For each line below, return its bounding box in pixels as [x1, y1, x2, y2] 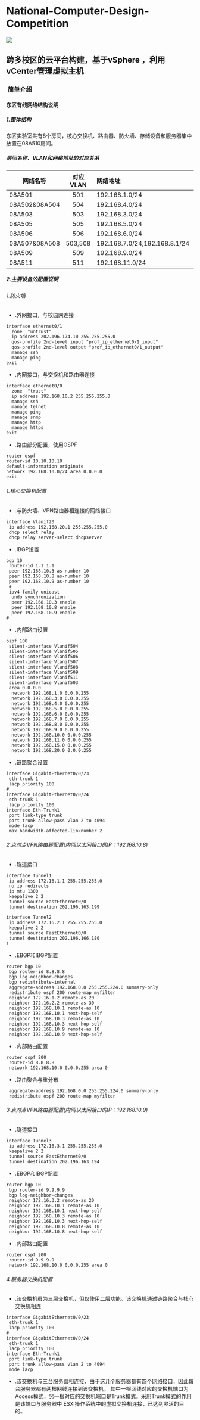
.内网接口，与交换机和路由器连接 [14, 371, 95, 378]
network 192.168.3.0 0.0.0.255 [11, 695, 89, 701]
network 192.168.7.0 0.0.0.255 [11, 716, 89, 722]
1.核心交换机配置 [6, 487, 46, 494]
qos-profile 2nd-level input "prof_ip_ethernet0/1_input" [11, 339, 159, 345]
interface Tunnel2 [6, 914, 52, 920]
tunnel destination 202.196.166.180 [8, 935, 100, 941]
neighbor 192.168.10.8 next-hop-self [8, 1229, 102, 1235]
